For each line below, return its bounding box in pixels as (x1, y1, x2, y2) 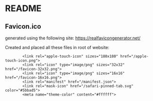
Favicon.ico (5, 22, 41, 31)
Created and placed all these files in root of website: (5, 45, 110, 50)
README (5, 3, 42, 14)
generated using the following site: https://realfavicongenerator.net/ (5, 35, 141, 41)
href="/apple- (120, 54, 149, 59)
